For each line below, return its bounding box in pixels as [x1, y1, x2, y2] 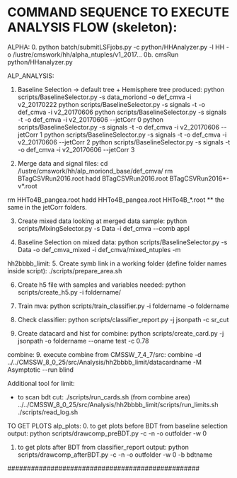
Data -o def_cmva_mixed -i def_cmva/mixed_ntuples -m [17, 245, 181, 254]
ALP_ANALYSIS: [7, 72, 54, 80]
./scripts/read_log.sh [17, 408, 79, 416]
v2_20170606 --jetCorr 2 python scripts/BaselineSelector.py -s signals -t [17, 137, 231, 146]
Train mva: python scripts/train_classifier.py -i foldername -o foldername [17, 302, 230, 310]
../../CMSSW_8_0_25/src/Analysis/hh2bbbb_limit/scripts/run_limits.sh [17, 400, 219, 409]
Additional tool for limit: [7, 379, 76, 387]
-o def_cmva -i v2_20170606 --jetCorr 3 [17, 145, 135, 154]
